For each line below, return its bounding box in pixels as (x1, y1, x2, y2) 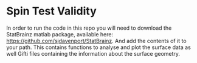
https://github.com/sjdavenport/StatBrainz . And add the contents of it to (6, 37, 187, 44)
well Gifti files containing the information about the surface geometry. (6, 50, 181, 57)
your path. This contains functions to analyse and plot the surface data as (6, 44, 192, 51)
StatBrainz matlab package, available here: (6, 30, 114, 38)
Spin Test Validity (6, 4, 97, 18)
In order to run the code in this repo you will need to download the (6, 24, 172, 31)
